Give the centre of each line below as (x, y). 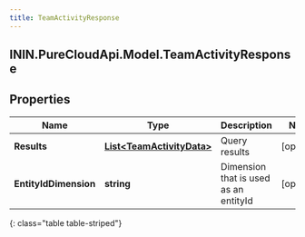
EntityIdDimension (55, 183)
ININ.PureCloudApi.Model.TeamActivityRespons (150, 55)
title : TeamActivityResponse (64, 18)
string (118, 183)
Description (246, 125)
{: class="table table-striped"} (66, 222)
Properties (40, 99)
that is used (246, 178)
